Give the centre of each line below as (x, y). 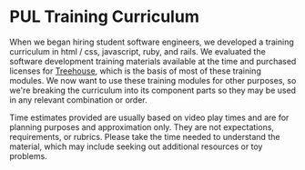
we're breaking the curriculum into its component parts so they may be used (153, 90)
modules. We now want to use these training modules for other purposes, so (153, 80)
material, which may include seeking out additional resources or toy (136, 146)
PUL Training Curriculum (105, 17)
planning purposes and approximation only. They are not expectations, (142, 127)
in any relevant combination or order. (78, 100)
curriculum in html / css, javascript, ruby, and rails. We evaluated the (137, 51)
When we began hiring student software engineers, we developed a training (152, 42)
